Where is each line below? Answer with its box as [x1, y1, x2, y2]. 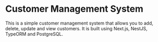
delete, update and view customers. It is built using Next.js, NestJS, [5, 25, 148, 31]
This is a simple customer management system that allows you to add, [5, 20, 153, 26]
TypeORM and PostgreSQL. [5, 31, 63, 37]
